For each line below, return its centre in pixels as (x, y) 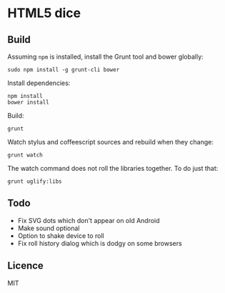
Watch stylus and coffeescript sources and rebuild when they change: (111, 142)
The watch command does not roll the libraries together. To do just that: (113, 168)
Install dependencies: (39, 83)
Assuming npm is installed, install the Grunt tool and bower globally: (105, 56)
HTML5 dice (44, 13)
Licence (26, 266)
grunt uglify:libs (35, 182)
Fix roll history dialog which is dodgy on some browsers (100, 243)
